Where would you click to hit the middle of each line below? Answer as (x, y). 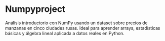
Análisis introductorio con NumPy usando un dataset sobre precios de (76, 23)
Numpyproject (35, 9)
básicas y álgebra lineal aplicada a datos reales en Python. (65, 33)
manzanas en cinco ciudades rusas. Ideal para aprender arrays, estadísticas (83, 28)
